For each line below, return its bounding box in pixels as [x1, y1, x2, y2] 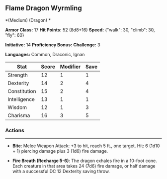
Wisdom [7, 104, 27, 111]
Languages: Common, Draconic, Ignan [5, 51, 85, 57]
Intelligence [7, 95, 35, 102]
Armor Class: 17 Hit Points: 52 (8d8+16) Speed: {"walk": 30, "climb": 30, [5, 27, 155, 33]
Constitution [7, 88, 36, 94]
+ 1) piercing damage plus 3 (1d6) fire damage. [12, 148, 108, 154]
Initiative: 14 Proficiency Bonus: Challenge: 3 [5, 42, 100, 48]
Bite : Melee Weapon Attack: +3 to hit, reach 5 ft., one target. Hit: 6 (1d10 [12, 143, 160, 149]
